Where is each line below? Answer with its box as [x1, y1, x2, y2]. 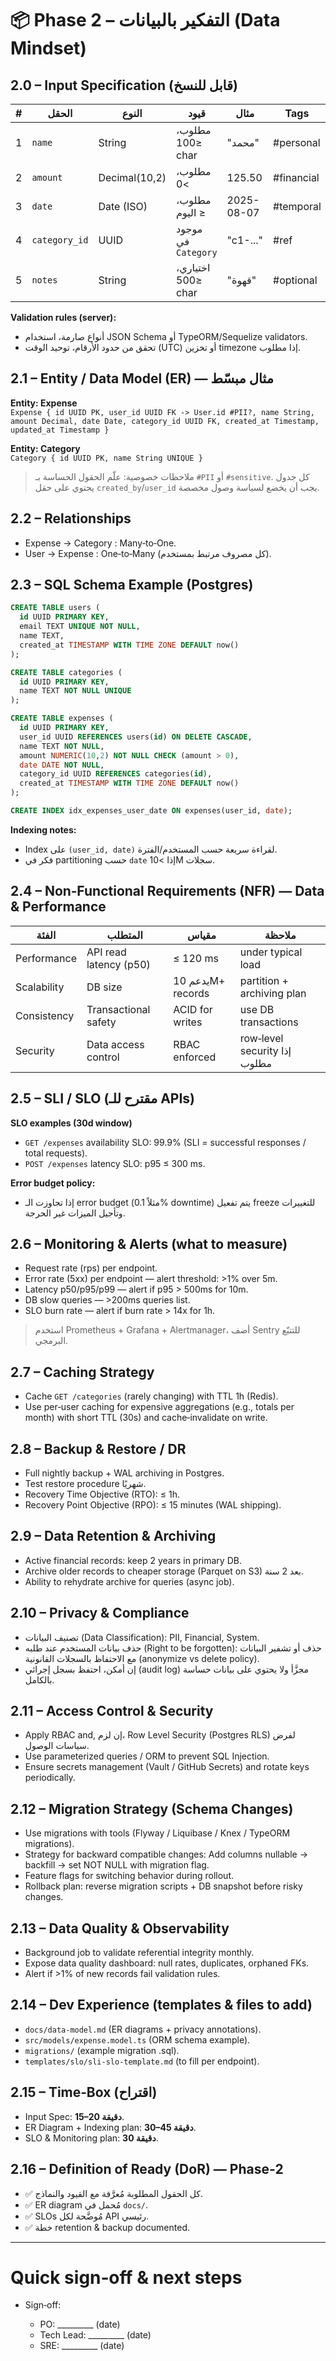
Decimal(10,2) [98, 171, 167, 184]
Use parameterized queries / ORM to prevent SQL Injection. [24, 1750, 270, 1762]
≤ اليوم [176, 206, 207, 219]
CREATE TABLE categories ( [10, 667, 123, 677]
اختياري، [176, 261, 211, 274]
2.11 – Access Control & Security [10, 1703, 214, 1720]
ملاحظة [264, 928, 297, 942]
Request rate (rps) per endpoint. [24, 1262, 158, 1274]
